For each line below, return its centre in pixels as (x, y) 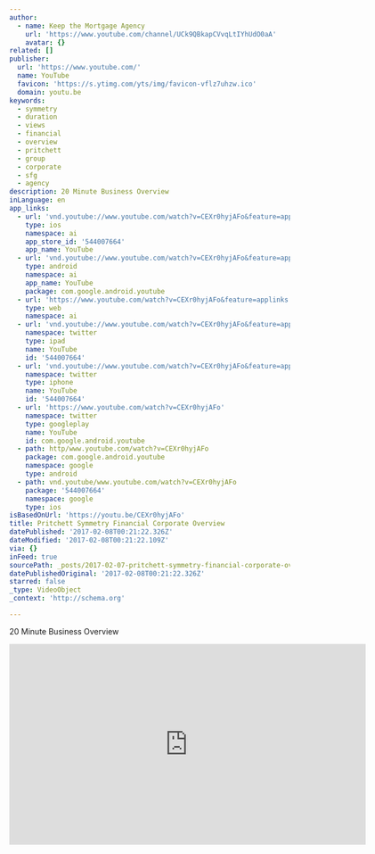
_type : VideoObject (45, 590)
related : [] (31, 51)
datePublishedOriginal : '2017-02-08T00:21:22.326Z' (107, 573)
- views (32, 126)
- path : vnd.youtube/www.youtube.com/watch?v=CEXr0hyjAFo (127, 482)
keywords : (28, 100)
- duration (37, 117)
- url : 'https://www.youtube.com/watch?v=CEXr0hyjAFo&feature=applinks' (155, 300)
